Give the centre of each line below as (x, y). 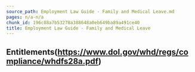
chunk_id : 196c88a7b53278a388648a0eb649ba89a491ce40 (73, 22)
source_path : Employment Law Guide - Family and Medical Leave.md (90, 12)
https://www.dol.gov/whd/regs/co (123, 52)
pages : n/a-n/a (25, 17)
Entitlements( (32, 52)
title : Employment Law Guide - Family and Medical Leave (78, 28)
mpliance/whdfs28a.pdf (52, 61)
